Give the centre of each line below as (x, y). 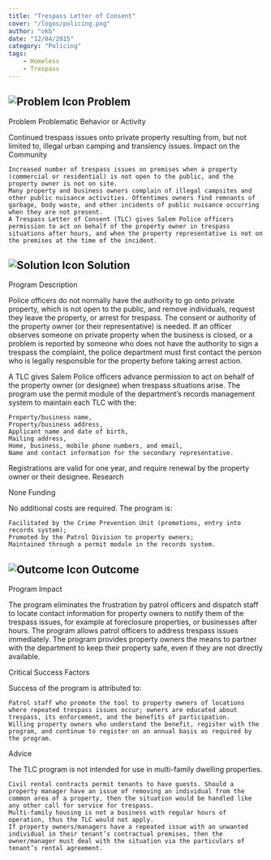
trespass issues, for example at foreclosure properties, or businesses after (133, 622)
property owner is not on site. (63, 184)
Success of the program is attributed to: (75, 688)
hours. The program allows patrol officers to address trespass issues (123, 631)
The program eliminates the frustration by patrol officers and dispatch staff (133, 605)
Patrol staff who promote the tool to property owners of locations (127, 703)
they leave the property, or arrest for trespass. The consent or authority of (133, 318)
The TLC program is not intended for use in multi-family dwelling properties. (135, 770)
